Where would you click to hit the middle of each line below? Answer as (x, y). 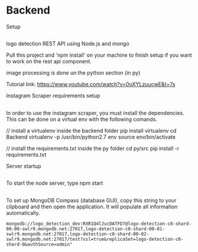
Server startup (24, 166)
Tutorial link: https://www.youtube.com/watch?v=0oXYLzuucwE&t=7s (91, 84)
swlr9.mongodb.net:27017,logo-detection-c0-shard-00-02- (78, 234)
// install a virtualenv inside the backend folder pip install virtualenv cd (91, 130)
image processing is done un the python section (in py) (73, 73)
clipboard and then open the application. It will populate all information (92, 207)
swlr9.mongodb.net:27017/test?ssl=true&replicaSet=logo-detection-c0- (95, 239)
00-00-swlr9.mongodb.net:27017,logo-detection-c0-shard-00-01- (86, 229)
